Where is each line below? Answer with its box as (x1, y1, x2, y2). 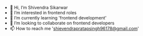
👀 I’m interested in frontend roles (9, 10, 77, 16)
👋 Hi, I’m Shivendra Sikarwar (9, 5, 68, 10)
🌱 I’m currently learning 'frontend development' (9, 15, 107, 20)
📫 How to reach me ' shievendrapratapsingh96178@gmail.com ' (9, 26, 140, 31)
